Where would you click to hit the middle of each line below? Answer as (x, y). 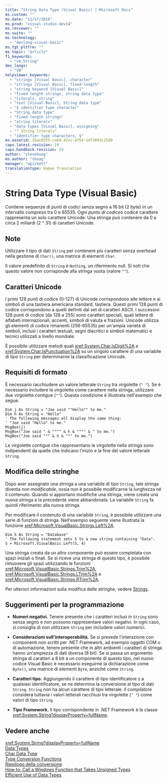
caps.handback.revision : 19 (34, 150)
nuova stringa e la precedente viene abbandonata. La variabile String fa (79, 500)
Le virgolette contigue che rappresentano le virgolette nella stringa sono (79, 445)
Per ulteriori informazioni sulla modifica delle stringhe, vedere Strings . (77, 589)
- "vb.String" (24, 61)
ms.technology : (21, 38)
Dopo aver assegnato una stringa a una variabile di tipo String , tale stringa (82, 484)
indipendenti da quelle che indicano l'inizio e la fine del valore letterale (77, 450)
